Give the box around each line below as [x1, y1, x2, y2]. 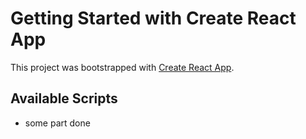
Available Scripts [10, 90, 118, 107]
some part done [24, 117, 91, 129]
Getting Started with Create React [10, 7, 297, 30]
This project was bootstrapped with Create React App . [10, 61, 235, 73]
